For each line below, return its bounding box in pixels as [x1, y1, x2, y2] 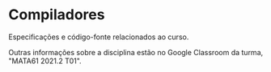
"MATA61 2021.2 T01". [8, 56, 83, 66]
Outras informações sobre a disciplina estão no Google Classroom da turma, [8, 47, 264, 57]
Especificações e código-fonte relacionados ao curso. [8, 32, 189, 42]
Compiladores [8, 6, 105, 24]
